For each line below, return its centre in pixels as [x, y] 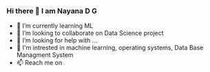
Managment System [45, 55]
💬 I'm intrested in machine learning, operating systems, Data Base [110, 48]
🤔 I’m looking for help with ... [57, 40]
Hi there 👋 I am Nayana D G [52, 11]
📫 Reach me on [39, 63]
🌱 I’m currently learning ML [55, 26]
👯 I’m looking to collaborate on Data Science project [90, 33]
